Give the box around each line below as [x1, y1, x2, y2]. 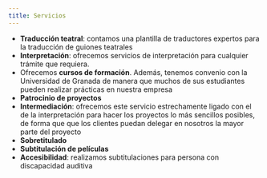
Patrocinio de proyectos [19, 93, 102, 102]
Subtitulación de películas [19, 144, 109, 153]
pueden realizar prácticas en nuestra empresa [19, 85, 173, 94]
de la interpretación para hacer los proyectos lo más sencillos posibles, [19, 109, 255, 120]
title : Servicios [8, 11, 67, 20]
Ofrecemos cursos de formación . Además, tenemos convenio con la [19, 67, 248, 77]
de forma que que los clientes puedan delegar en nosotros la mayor [19, 118, 245, 128]
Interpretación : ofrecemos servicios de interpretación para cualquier [19, 50, 249, 60]
